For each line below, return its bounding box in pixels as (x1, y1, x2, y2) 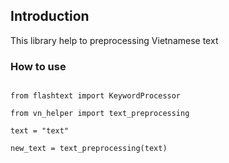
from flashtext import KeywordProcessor (10, 91, 182, 101)
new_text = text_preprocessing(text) (10, 144, 168, 154)
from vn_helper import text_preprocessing (10, 109, 190, 119)
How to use (10, 59, 67, 73)
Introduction (10, 8, 90, 25)
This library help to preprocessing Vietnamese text (10, 34, 219, 46)
